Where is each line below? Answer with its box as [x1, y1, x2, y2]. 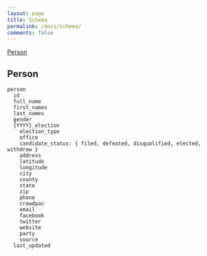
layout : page [7, 10, 45, 17]
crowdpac [19, 200, 45, 207]
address [19, 152, 41, 159]
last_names [13, 110, 45, 117]
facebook [19, 212, 45, 220]
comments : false [7, 29, 54, 36]
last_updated [13, 242, 51, 249]
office [19, 135, 39, 141]
